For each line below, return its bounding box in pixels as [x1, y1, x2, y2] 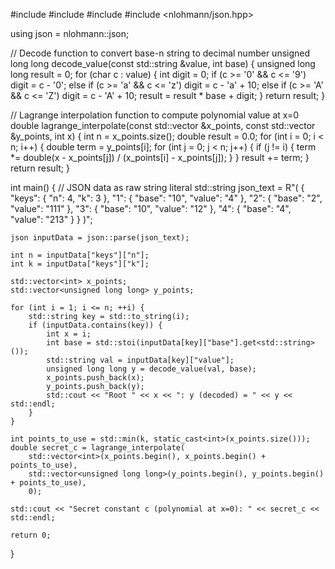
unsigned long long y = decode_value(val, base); [46, 364, 257, 374]
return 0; [10, 530, 52, 540]
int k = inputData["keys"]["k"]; [10, 259, 150, 269]
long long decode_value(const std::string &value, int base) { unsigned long [10, 58, 316, 69]
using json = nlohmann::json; [10, 28, 130, 39]
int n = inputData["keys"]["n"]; [10, 250, 150, 260]
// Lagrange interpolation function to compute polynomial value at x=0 [10, 109, 300, 121]
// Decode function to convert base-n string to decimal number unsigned [10, 47, 311, 59]
